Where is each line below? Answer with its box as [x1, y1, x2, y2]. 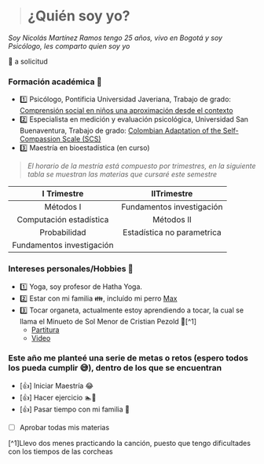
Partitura [31, 325, 60, 334]
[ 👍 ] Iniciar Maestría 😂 [19, 381, 94, 390]
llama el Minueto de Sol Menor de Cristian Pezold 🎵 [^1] [19, 316, 197, 326]
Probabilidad [38, 227, 86, 238]
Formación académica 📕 [8, 76, 102, 87]
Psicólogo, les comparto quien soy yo [8, 41, 130, 50]
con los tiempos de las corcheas [8, 447, 113, 456]
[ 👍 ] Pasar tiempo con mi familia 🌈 [19, 404, 130, 414]
